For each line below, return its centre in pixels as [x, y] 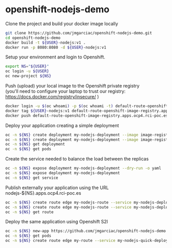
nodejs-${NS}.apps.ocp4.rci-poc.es [43, 193]
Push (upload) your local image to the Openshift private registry [72, 86]
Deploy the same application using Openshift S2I [57, 222]
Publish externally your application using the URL [57, 188]
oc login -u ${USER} [27, 71]
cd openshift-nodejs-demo [33, 38]
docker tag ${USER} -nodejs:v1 [38, 111]
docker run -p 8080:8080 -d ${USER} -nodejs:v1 [56, 47]
